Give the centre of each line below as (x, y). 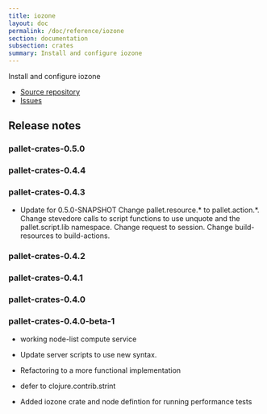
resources (37, 236)
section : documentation (48, 38)
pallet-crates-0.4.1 (46, 278)
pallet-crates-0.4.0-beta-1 (62, 321)
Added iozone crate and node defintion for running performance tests (136, 401)
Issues (31, 100)
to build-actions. (83, 236)
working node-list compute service (78, 339)
